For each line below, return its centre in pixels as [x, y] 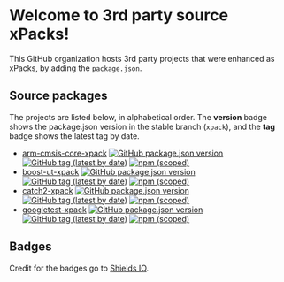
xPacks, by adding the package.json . [76, 68]
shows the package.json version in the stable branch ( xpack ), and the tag [142, 126]
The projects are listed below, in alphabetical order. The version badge [138, 117]
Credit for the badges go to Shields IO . [79, 268]
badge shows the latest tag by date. [74, 136]
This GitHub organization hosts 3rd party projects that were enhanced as [142, 58]
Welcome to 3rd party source [119, 15]
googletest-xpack [54, 210]
